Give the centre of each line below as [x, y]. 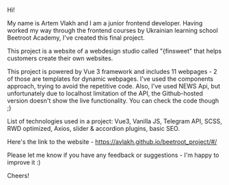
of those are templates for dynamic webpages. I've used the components [110, 79]
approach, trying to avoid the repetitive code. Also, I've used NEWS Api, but [114, 86]
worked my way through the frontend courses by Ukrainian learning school [113, 30]
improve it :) [24, 162]
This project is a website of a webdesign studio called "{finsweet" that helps [114, 51]
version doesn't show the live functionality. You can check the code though [113, 101]
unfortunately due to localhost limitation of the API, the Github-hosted [105, 93]
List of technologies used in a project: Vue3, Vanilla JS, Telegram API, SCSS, [114, 121]
